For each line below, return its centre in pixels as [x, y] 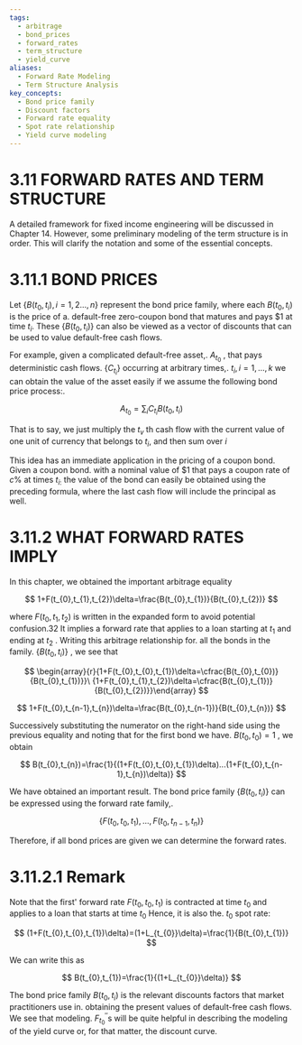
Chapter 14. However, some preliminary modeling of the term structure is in [149, 233]
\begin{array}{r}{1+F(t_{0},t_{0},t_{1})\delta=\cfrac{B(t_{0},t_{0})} [158, 671]
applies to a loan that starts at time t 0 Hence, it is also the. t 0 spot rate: [140, 915]
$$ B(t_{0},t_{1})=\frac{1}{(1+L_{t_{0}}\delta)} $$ [151, 978]
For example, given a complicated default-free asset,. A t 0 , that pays [136, 356]
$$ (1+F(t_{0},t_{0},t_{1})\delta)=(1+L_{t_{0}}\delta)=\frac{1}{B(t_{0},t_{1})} [151, 933]
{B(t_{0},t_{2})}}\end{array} [145, 690]
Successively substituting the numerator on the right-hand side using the [145, 726]
